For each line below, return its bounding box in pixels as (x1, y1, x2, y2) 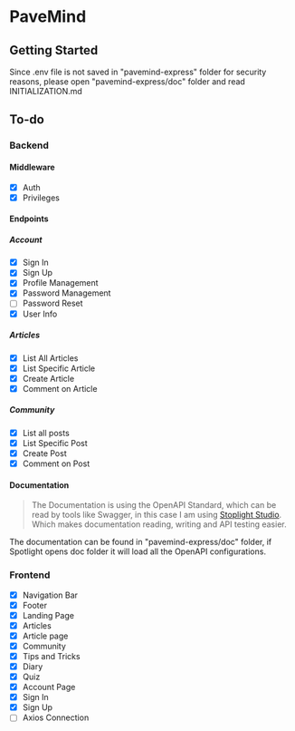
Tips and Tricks (22, 650, 81, 661)
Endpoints (9, 213, 49, 224)
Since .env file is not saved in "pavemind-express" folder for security (9, 66, 267, 77)
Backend (9, 139, 50, 151)
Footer (22, 599, 48, 610)
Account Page (22, 682, 76, 693)
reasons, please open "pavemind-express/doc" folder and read (9, 76, 246, 87)
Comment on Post (22, 458, 90, 469)
